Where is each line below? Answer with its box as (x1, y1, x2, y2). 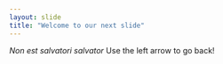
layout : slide (9, 12, 62, 22)
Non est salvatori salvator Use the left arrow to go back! (9, 45, 215, 55)
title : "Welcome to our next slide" (9, 21, 145, 30)
